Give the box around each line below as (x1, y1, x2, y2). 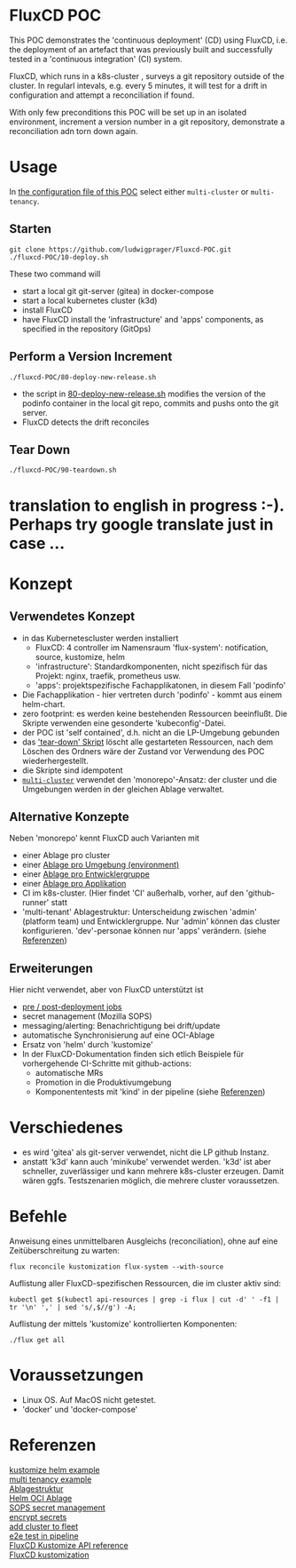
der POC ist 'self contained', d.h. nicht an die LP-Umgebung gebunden (21, 727, 280, 737)
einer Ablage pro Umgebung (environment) (21, 859, 180, 871)
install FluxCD (21, 304, 73, 315)
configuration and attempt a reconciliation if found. (9, 90, 195, 100)
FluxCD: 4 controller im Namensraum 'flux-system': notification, (35, 641, 269, 653)
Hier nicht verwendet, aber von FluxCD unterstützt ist (9, 984, 204, 995)
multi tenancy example (9, 1474, 92, 1484)
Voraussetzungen (9, 1365, 144, 1386)
